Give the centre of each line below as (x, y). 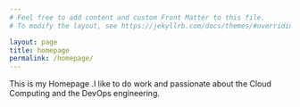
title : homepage (39, 50)
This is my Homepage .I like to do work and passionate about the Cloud (141, 84)
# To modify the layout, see (63, 26)
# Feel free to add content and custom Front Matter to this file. (137, 17)
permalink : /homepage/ (51, 59)
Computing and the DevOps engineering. (85, 94)
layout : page (33, 42)
